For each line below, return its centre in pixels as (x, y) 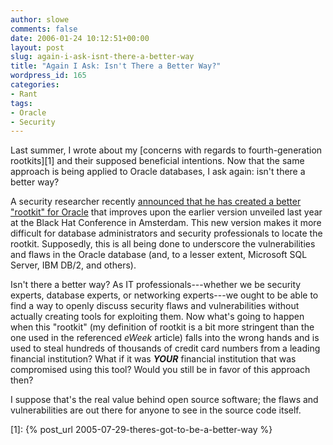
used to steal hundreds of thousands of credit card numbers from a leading (165, 348)
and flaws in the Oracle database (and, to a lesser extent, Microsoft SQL (159, 255)
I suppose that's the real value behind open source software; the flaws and (164, 400)
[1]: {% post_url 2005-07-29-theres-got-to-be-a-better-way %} (141, 430)
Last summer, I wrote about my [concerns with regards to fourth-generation (166, 150)
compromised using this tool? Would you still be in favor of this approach (160, 370)
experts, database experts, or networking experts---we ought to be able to (164, 295)
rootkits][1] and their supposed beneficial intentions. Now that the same (157, 161)
